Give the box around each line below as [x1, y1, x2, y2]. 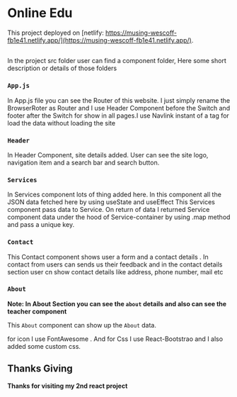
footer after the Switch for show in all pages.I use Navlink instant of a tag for [7, 111, 230, 120]
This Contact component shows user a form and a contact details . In [7, 252, 209, 261]
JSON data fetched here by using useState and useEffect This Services [7, 198, 216, 206]
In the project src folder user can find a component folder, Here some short [7, 57, 226, 65]
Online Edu [7, 5, 73, 21]
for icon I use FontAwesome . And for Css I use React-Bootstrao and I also [7, 335, 224, 343]
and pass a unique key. [7, 220, 75, 229]
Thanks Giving [7, 363, 73, 375]
